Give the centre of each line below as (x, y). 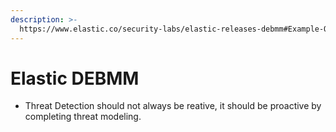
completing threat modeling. (83, 117)
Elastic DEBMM (75, 78)
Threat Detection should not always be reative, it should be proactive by (173, 106)
